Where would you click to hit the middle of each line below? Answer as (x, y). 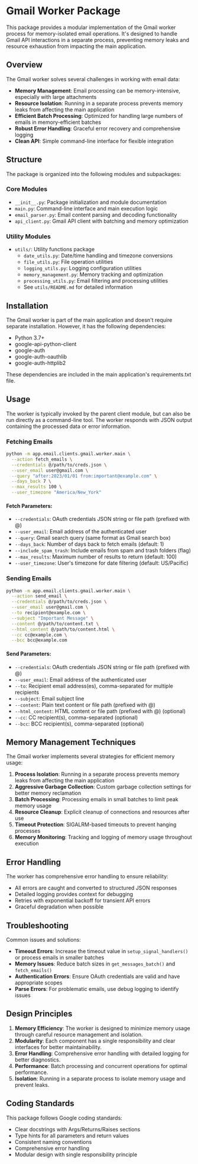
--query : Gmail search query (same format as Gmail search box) (92, 538)
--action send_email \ (39, 596)
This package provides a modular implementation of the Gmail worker (91, 27)
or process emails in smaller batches (59, 957)
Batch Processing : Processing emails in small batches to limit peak (96, 800)
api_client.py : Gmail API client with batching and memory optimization (102, 221)
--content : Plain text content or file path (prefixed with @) (85, 705)
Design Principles (39, 1014)
